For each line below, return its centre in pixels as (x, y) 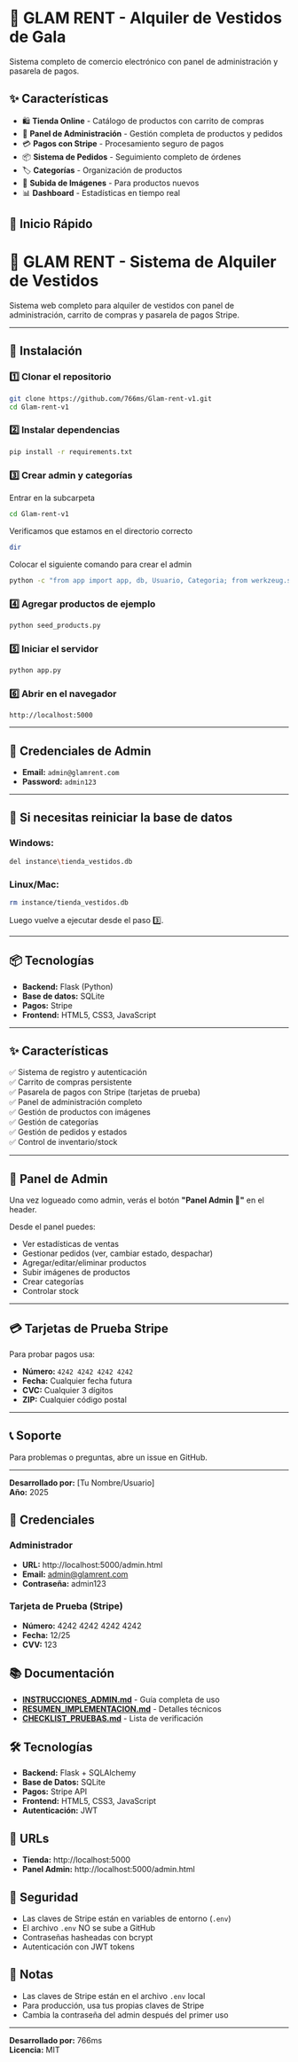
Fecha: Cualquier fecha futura (77, 1381)
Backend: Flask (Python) (67, 986)
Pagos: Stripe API (55, 1792)
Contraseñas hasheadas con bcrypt (87, 1938)
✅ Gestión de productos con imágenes (80, 1112)
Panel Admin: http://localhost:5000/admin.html (108, 1870)
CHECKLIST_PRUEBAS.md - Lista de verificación (113, 1718)
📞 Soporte (35, 1436)
